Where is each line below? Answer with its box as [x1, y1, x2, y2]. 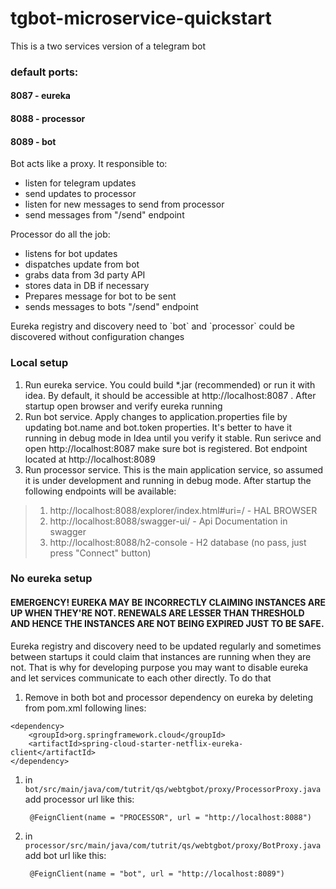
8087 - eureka [10, 90, 71, 102]
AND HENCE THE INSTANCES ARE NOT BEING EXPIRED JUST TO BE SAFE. [10, 618, 325, 630]
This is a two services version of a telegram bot [10, 40, 207, 52]
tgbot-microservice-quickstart [10, 7, 272, 30]
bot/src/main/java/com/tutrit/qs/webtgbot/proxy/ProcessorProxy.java [24, 784, 322, 794]
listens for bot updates [24, 248, 118, 260]
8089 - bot [10, 135, 57, 147]
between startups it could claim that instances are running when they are [10, 650, 312, 662]
